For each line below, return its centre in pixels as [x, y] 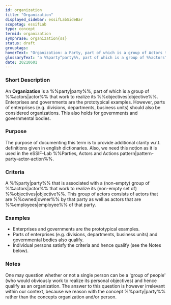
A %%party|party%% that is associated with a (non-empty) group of [78, 183]
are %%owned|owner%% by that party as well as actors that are [73, 199]
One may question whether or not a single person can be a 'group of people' [85, 275]
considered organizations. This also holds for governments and [72, 113]
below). [21, 251]
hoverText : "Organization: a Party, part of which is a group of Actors [84, 53]
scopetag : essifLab [26, 24]
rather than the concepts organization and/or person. [61, 297]
